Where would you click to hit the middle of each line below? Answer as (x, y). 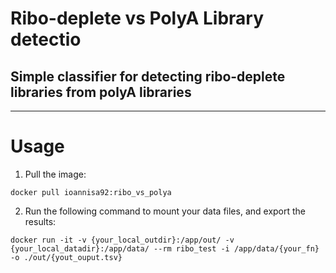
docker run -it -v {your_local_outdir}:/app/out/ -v (122, 240)
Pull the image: (55, 174)
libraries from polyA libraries (101, 92)
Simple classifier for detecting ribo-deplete (148, 76)
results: (40, 221)
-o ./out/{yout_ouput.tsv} (66, 257)
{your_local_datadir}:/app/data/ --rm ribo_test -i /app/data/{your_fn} (165, 248)
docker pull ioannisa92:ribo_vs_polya (91, 192)
